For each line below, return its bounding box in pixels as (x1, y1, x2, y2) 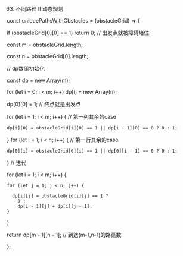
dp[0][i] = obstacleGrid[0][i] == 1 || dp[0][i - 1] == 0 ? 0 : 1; (7, 148, 178, 154)
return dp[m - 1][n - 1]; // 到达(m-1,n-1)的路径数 (7, 231, 122, 238)
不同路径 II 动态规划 (15, 5, 64, 12)
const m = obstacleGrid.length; (7, 41, 83, 48)
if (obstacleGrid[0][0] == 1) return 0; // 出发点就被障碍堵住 (7, 29, 150, 36)
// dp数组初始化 (7, 65, 45, 72)
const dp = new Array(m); (7, 77, 70, 84)
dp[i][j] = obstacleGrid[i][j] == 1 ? (12, 193, 109, 199)
